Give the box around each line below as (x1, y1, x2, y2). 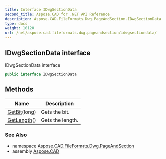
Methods (5, 85, 34, 94)
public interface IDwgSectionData (5, 72, 77, 77)
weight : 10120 (5, 26, 35, 31)
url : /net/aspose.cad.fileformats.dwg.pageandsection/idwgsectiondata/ (5, 30, 157, 35)
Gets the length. (41, 116, 79, 123)
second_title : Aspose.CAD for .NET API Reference (5, 12, 110, 17)
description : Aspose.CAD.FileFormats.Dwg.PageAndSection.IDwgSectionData (5, 16, 162, 21)
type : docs (5, 21, 28, 26)
